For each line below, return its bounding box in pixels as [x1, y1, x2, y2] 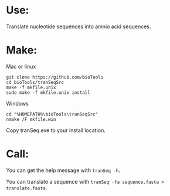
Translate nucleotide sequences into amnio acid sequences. [6, 23, 151, 30]
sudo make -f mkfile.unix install [6, 89, 91, 96]
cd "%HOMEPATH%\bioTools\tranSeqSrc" [6, 111, 98, 117]
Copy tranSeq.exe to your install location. [6, 127, 106, 134]
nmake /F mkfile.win [6, 116, 57, 122]
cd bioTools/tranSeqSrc [6, 79, 64, 85]
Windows [6, 100, 29, 107]
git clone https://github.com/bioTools [6, 74, 104, 80]
